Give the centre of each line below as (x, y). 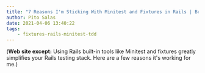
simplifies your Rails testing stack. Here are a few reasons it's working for (99, 58)
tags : (13, 29)
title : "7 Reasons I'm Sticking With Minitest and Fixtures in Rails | (99, 12)
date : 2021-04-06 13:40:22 (41, 23)
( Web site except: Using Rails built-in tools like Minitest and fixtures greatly (101, 51)
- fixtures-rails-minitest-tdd (57, 34)
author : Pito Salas (31, 17)
